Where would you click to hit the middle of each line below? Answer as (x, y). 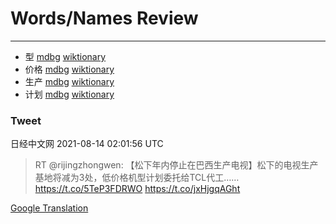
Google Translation (49, 208)
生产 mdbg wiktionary (69, 81)
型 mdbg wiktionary (65, 56)
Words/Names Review (104, 18)
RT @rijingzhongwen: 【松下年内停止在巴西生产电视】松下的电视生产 (176, 165)
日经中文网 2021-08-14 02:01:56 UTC (87, 144)
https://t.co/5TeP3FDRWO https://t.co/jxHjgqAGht (137, 189)
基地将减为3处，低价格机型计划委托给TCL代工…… (137, 178)
